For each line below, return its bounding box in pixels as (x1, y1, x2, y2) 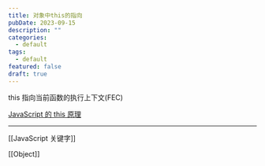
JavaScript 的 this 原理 (8, 109, 81, 119)
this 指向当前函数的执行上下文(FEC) (8, 92, 124, 102)
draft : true (8, 70, 47, 78)
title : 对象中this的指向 (8, 11, 83, 20)
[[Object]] (8, 149, 40, 158)
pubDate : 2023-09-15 (8, 19, 77, 27)
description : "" (8, 26, 62, 34)
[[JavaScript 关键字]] (8, 133, 77, 142)
